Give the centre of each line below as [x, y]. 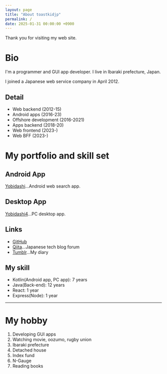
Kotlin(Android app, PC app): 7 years [50, 280]
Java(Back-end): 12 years [39, 285]
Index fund [23, 356]
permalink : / [19, 19]
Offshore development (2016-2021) [48, 120]
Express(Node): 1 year [35, 296]
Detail [14, 97]
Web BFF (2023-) [30, 136]
